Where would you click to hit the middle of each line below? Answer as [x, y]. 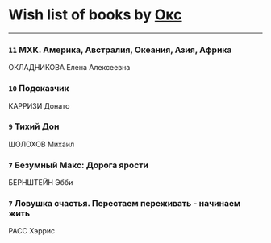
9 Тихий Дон [34, 126]
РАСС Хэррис [32, 231]
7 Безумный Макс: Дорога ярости [79, 165]
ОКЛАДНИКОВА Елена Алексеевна [69, 68]
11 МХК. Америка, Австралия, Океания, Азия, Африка [120, 50]
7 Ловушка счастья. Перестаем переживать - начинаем [125, 204]
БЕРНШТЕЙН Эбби [41, 183]
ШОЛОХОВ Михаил [42, 144]
